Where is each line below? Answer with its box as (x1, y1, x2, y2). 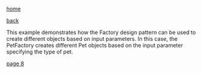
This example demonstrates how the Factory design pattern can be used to (6, 29, 196, 36)
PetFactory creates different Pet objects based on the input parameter (6, 42, 184, 49)
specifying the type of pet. (6, 48, 73, 55)
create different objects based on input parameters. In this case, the (6, 35, 178, 42)
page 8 (6, 60, 24, 67)
